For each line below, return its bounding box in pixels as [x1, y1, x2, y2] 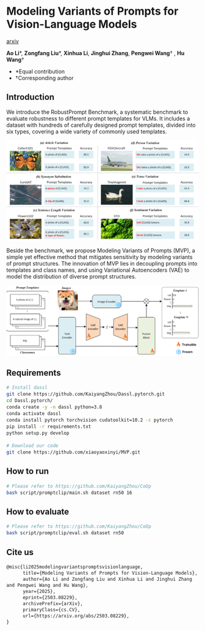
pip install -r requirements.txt [6, 424, 92, 430]
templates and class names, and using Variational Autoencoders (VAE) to [6, 266, 190, 274]
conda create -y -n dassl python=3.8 [6, 404, 103, 411]
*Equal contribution [15, 67, 65, 75]
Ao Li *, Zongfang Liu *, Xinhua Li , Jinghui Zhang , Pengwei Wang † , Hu [6, 49, 185, 56]
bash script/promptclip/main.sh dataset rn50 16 [6, 490, 132, 496]
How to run [6, 466, 49, 477]
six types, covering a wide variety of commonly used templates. [6, 127, 167, 135]
